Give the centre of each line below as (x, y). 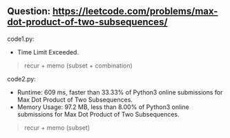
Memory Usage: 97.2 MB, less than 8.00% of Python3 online (103, 107)
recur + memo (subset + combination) (78, 66)
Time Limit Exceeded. (48, 52)
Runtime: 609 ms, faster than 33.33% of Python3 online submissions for (120, 92)
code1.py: (21, 39)
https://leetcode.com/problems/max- (135, 11)
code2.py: (21, 79)
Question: (29, 11)
